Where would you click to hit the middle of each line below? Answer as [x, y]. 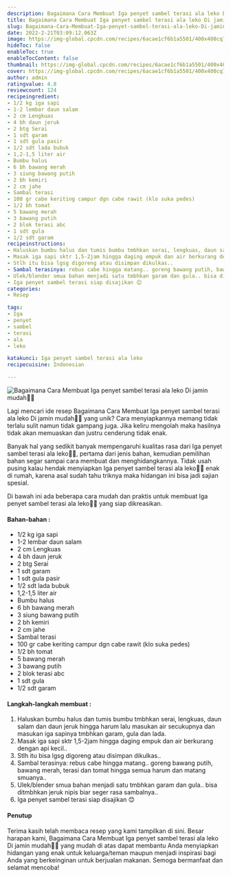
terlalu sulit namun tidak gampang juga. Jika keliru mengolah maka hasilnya [114, 425]
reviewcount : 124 [32, 90]
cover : [16, 71]
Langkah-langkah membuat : [49, 704]
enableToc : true [30, 52]
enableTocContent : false [43, 59]
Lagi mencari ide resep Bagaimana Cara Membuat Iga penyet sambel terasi [113, 411]
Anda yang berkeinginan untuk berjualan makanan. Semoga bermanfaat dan [115, 860]
